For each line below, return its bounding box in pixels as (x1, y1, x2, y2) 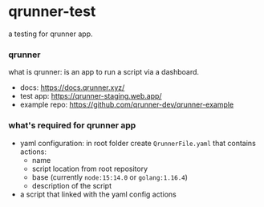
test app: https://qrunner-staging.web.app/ (19, 91, 162, 101)
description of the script (31, 181, 112, 190)
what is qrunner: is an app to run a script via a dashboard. (8, 67, 199, 77)
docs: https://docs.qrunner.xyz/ (19, 83, 125, 92)
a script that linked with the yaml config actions (19, 189, 177, 199)
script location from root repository (31, 164, 148, 173)
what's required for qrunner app (8, 120, 136, 131)
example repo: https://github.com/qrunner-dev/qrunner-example (19, 99, 234, 110)
